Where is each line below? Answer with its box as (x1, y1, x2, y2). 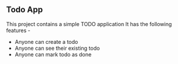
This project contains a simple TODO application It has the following (6, 20, 172, 27)
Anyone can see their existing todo (14, 44, 100, 52)
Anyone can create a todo (14, 38, 78, 45)
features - (6, 27, 31, 34)
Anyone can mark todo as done (14, 50, 92, 58)
